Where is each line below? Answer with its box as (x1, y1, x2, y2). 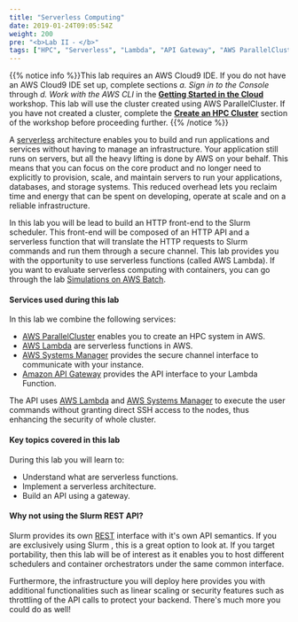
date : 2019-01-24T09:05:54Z (9, 21, 114, 30)
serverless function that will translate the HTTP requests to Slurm (9, 237, 248, 247)
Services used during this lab (9, 294, 120, 305)
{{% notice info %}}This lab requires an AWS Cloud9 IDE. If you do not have (9, 70, 286, 81)
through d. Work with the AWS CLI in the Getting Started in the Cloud (9, 89, 264, 100)
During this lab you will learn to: (9, 454, 125, 465)
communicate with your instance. (21, 360, 145, 370)
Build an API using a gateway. (21, 490, 130, 501)
